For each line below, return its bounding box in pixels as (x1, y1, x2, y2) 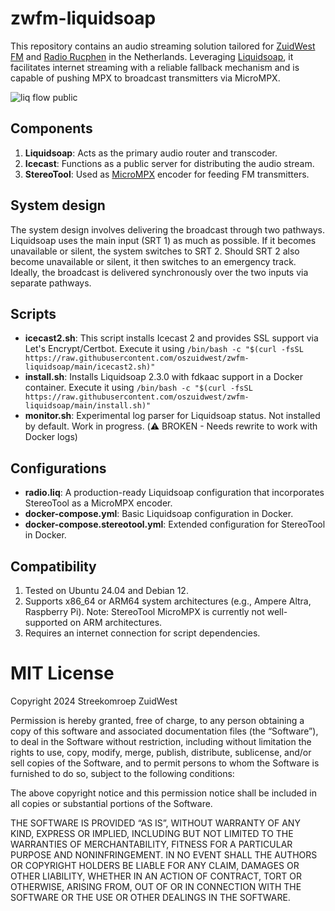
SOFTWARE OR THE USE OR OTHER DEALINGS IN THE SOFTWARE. (10, 891, 291, 903)
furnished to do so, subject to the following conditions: (10, 767, 235, 779)
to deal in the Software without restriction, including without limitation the (10, 735, 312, 747)
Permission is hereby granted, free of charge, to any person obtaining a (10, 714, 305, 726)
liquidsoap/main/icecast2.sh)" (24, 362, 156, 372)
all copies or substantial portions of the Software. (10, 797, 213, 809)
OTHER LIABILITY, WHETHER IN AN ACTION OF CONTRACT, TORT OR (10, 870, 302, 882)
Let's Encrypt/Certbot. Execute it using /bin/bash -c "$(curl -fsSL (24, 343, 304, 355)
